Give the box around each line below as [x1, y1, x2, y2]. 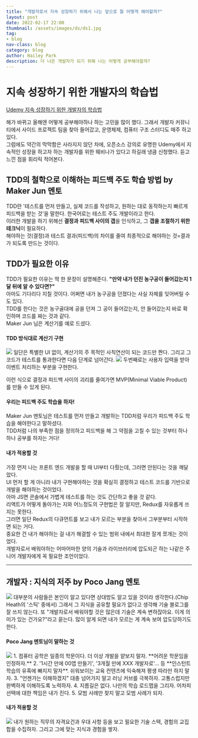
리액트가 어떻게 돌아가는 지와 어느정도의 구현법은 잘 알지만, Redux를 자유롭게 [6, 501, 184, 508]
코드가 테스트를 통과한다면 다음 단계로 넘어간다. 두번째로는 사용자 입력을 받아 [6, 356, 190, 363]
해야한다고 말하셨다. [16, 420, 63, 427]
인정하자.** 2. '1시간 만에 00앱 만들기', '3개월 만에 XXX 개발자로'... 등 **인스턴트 [6, 659, 192, 666]
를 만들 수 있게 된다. [6, 383, 52, 391]
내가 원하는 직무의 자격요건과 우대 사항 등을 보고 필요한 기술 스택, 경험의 [13, 718, 179, 725]
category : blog [6, 47, 44, 53]
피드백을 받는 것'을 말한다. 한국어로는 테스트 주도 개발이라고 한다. [6, 210, 156, 217]
